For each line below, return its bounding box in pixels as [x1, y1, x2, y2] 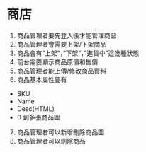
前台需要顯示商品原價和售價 [16, 57, 99, 66]
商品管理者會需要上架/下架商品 [16, 40, 107, 48]
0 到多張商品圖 [16, 112, 61, 121]
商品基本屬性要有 [16, 75, 67, 83]
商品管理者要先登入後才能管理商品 [16, 31, 117, 40]
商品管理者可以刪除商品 [16, 136, 86, 145]
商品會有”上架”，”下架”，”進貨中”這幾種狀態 [16, 49, 140, 57]
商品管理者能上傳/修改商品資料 [16, 66, 107, 75]
